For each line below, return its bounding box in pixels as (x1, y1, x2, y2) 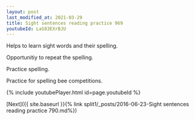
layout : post (6, 8, 39, 15)
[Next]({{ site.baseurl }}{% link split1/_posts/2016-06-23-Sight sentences (6, 101, 190, 108)
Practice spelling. (6, 66, 50, 73)
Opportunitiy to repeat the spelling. (6, 54, 94, 61)
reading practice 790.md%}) (6, 107, 78, 115)
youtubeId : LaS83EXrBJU (6, 25, 67, 32)
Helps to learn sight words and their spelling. (6, 42, 118, 49)
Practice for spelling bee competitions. (6, 77, 103, 84)
